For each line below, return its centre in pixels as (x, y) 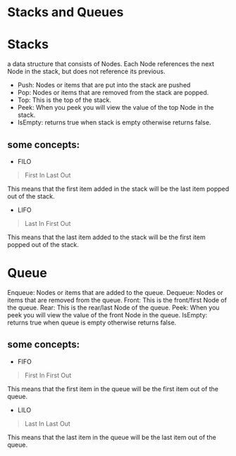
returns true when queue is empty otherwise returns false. (92, 322)
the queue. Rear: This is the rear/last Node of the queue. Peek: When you (113, 308)
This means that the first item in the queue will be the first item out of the (113, 388)
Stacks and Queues (66, 12)
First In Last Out (48, 175)
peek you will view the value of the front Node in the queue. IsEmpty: (107, 315)
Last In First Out (48, 223)
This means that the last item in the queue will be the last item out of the (112, 437)
